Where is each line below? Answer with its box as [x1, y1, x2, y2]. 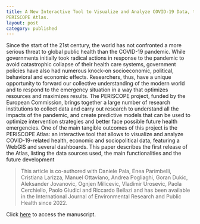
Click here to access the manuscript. [6, 211, 96, 218]
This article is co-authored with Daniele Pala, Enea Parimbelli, [20, 168, 171, 175]
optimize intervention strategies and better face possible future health [6, 118, 177, 125]
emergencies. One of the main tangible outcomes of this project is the [6, 124, 177, 131]
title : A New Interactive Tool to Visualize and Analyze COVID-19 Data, [6, 8, 190, 15]
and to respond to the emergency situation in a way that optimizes [6, 86, 168, 93]
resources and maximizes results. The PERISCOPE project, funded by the [6, 93, 186, 100]
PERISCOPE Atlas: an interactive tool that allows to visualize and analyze [6, 131, 184, 138]
